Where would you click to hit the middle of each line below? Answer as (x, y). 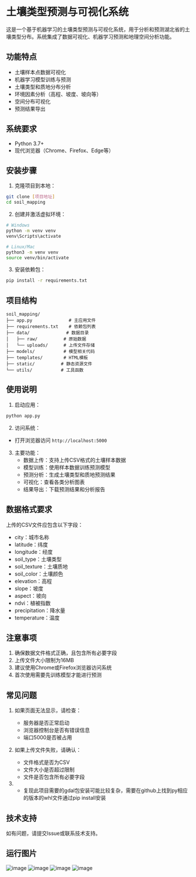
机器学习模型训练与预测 (43, 79)
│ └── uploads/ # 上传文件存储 (50, 345)
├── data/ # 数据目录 (48, 333)
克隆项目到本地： (35, 186)
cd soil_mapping (26, 203)
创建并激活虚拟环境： (40, 214)
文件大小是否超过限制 (49, 770)
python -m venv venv (31, 231)
